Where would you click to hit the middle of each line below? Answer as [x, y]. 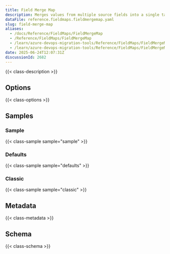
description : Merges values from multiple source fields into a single [82, 15]
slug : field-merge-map [29, 24]
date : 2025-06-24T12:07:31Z [35, 52]
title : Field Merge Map [30, 10]
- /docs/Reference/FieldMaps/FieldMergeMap [56, 34]
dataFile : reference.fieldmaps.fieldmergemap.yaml [60, 19]
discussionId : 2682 [26, 57]
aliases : [14, 29]
